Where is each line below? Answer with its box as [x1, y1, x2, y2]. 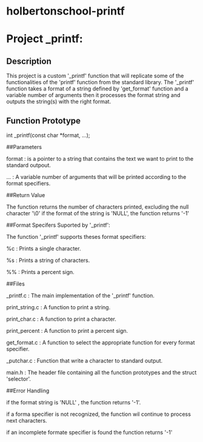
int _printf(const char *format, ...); [6, 132, 90, 139]
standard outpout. [6, 162, 52, 169]
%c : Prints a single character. [6, 245, 81, 252]
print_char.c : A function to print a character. [6, 315, 117, 323]
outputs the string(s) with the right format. [6, 98, 111, 105]
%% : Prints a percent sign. [6, 269, 75, 275]
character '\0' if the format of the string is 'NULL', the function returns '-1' [6, 210, 190, 216]
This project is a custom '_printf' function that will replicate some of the [6, 72, 184, 79]
